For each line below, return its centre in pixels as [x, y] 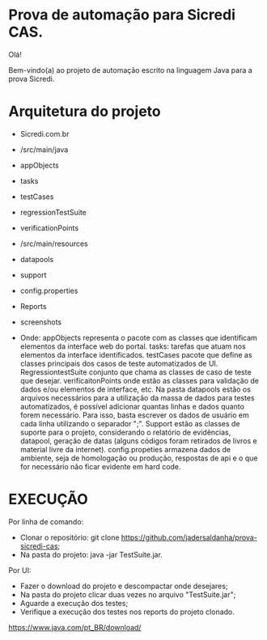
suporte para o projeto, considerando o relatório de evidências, [125, 432]
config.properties [49, 290]
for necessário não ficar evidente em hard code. [100, 466]
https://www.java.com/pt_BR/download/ [75, 627]
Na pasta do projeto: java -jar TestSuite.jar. [91, 554]
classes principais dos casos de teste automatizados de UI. [119, 363]
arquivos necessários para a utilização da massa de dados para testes [137, 397]
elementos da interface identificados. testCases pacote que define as [136, 354]
